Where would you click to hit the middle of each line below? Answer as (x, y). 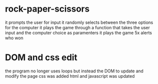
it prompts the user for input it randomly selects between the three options (79, 22)
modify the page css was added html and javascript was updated (70, 76)
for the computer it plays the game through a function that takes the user (78, 27)
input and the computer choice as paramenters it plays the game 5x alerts (79, 33)
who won (14, 38)
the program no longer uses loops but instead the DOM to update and (74, 71)
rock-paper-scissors (47, 9)
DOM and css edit (41, 58)
